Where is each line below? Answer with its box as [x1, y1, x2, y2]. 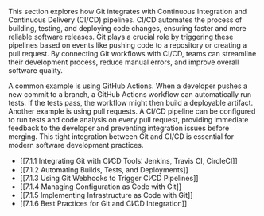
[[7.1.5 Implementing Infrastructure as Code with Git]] [19, 191, 193, 199]
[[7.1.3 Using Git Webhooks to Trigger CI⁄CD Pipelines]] [19, 174, 199, 183]
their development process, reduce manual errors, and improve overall [8, 57, 239, 67]
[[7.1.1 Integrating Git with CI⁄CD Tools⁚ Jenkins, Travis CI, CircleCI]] [19, 156, 239, 165]
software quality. [8, 66, 64, 75]
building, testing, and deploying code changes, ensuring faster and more [8, 24, 247, 33]
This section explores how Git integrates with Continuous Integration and [8, 7, 247, 16]
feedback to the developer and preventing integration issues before [8, 123, 230, 133]
